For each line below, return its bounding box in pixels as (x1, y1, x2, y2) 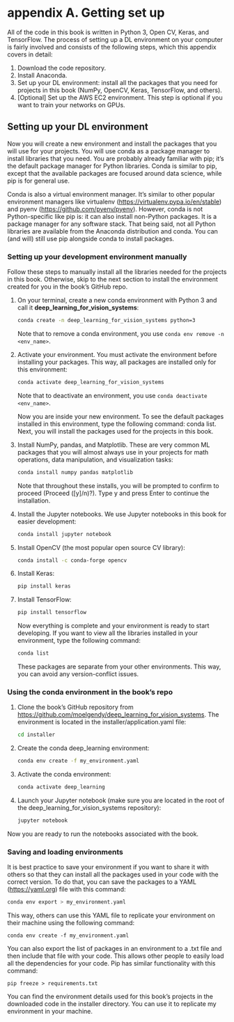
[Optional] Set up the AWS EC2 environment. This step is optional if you (17, 93, 223, 102)
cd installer (17, 731, 56, 738)
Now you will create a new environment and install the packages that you (7, 139, 217, 148)
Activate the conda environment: (17, 770, 111, 779)
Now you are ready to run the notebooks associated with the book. (7, 830, 199, 838)
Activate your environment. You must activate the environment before (17, 350, 217, 358)
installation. (17, 496, 51, 505)
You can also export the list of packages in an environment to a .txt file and (7, 945, 222, 953)
